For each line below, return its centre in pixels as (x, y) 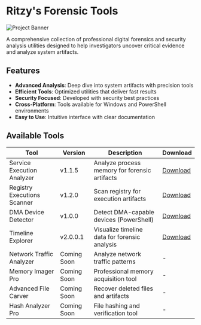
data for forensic (117, 236)
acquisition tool (115, 278)
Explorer (21, 241)
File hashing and (117, 305)
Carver (19, 296)
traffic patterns (115, 262)
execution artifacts (120, 199)
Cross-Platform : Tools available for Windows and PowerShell (90, 104)
